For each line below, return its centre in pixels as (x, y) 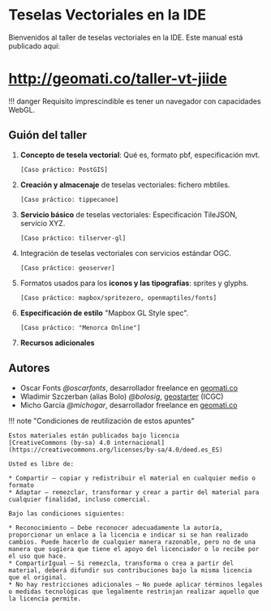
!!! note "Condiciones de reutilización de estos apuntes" (101, 421)
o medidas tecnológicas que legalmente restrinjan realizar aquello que (134, 592)
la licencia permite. (45, 598)
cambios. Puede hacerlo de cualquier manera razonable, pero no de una (132, 542)
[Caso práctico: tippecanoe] (69, 199)
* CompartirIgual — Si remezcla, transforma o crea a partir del (121, 563)
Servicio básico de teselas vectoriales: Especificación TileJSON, (129, 214)
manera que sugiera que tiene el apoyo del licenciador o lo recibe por (134, 549)
